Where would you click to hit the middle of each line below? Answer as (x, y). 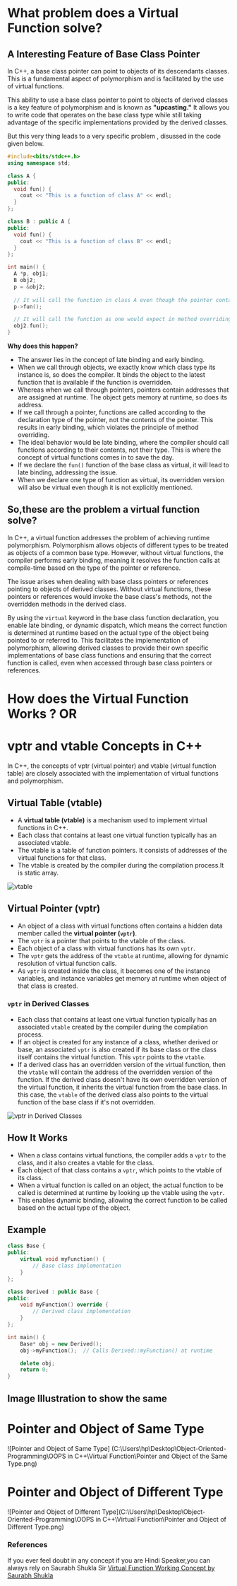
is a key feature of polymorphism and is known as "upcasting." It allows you (119, 107)
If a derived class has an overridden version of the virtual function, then (121, 1064)
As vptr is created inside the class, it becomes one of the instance (114, 971)
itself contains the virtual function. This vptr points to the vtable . (111, 1057)
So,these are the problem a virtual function (104, 509)
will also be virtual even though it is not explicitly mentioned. (105, 487)
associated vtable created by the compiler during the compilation (113, 1027)
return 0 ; (35, 1370)
